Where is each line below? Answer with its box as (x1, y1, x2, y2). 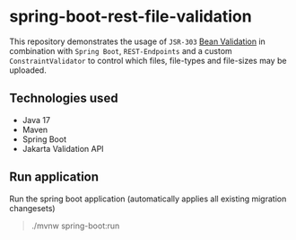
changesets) (9, 202, 56, 213)
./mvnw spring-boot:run (30, 220, 120, 231)
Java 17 (22, 114, 51, 125)
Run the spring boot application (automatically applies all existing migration (9, 193, 287, 204)
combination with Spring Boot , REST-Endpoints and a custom (9, 45, 233, 56)
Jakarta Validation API (22, 143, 105, 154)
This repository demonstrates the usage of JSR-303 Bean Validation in (9, 36, 266, 47)
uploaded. (9, 65, 47, 76)
